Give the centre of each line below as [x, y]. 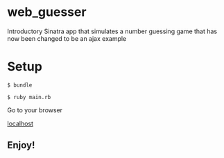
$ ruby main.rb [29, 97]
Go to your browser [35, 110]
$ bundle [20, 85]
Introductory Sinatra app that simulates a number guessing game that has [112, 31]
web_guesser [47, 12]
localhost [20, 123]
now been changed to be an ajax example [67, 38]
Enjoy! [21, 145]
